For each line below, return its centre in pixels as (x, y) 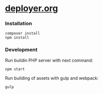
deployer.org (32, 8)
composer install (23, 34)
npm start (15, 69)
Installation (19, 24)
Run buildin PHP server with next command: (49, 60)
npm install (17, 38)
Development (21, 50)
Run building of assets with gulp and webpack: (52, 78)
